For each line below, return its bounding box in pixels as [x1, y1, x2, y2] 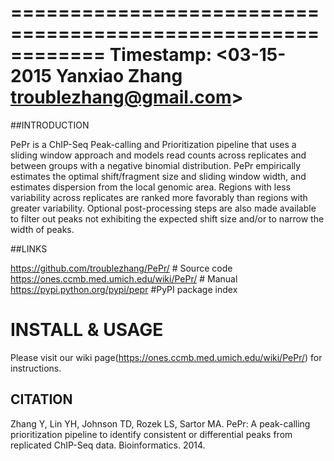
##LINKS [10, 242, 48, 255]
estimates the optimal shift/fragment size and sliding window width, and [10, 170, 307, 182]
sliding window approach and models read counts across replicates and [10, 149, 307, 161]
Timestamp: [109, 44, 213, 66]
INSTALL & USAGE [10, 319, 164, 341]
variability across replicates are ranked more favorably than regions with [10, 191, 308, 203]
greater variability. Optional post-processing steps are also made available [10, 202, 317, 214]
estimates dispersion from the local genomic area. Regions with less [10, 181, 292, 193]
